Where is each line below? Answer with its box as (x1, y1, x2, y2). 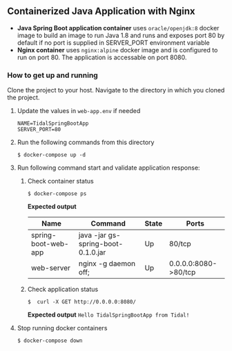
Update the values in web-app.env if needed (17, 107, 141, 115)
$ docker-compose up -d (17, 152, 86, 159)
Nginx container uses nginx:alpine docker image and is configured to (17, 46, 218, 54)
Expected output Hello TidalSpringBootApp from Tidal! (27, 310, 190, 319)
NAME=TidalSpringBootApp (17, 120, 89, 127)
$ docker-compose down (17, 337, 83, 344)
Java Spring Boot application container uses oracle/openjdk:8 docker (17, 23, 220, 32)
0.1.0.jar (78, 248, 106, 257)
